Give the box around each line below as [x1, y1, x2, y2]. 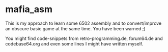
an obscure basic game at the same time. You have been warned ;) [5, 25, 146, 31]
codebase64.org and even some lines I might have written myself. [5, 40, 144, 46]
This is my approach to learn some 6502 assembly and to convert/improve [5, 20, 162, 26]
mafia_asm [5, 4, 52, 15]
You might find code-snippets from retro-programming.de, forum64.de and [5, 35, 163, 41]
